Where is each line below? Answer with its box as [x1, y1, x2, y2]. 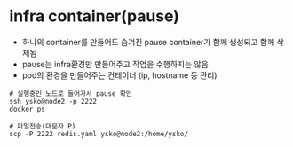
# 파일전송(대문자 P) [9, 121, 76, 130]
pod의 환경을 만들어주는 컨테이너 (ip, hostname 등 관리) [21, 69, 218, 81]
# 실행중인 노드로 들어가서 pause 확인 [9, 89, 132, 98]
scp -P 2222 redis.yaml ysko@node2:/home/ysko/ [9, 129, 189, 138]
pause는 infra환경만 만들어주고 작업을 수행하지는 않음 [21, 58, 209, 69]
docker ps [9, 104, 46, 113]
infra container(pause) [9, 6, 180, 27]
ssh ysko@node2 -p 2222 [9, 97, 98, 105]
